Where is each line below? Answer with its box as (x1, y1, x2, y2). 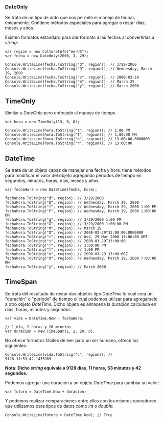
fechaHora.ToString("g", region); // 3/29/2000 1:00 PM (5, 217, 121, 222)
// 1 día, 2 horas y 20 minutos (5, 324, 71, 329)
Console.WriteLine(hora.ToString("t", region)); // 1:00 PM (5, 128, 131, 133)
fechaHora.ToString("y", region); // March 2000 (5, 264, 106, 269)
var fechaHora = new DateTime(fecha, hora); (5, 187, 97, 192)
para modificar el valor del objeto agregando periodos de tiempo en (5, 172, 142, 178)
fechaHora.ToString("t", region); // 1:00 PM (5, 247, 99, 252)
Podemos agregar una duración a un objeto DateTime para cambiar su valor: (5, 379, 160, 386)
